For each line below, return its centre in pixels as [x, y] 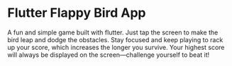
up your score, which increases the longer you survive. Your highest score [116, 47]
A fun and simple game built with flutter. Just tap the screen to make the [113, 32]
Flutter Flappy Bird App [77, 13]
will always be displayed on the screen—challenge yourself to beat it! [109, 55]
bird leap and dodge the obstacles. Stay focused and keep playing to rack [115, 39]
